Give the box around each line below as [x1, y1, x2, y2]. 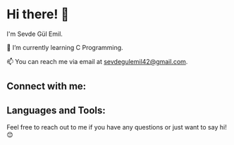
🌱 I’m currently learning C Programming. [6, 43, 124, 51]
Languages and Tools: [6, 104, 106, 116]
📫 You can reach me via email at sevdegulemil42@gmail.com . [6, 57, 188, 65]
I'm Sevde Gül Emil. [6, 30, 63, 38]
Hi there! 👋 [6, 6, 70, 23]
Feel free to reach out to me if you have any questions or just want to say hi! [6, 123, 227, 132]
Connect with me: [6, 80, 87, 92]
